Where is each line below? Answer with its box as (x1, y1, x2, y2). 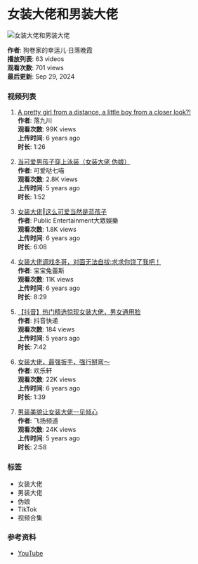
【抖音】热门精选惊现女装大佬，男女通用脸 (17, 308, 141, 316)
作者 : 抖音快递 (17, 317, 58, 325)
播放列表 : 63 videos (7, 54, 65, 63)
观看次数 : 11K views (17, 275, 74, 284)
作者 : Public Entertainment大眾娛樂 (17, 216, 119, 225)
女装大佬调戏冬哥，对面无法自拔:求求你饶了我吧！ (17, 258, 161, 266)
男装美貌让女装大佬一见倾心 (17, 408, 98, 417)
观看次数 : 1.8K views (17, 225, 77, 234)
